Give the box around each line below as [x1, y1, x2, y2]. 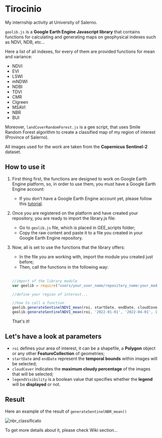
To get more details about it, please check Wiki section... [5, 427, 118, 433]
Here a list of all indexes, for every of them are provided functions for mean [5, 49, 155, 54]
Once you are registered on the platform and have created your [12, 210, 138, 216]
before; [19, 259, 34, 265]
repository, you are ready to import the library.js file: [12, 215, 116, 221]
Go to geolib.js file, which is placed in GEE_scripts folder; [19, 225, 135, 230]
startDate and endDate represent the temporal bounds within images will [12, 356, 158, 361]
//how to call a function [12, 301, 64, 306]
